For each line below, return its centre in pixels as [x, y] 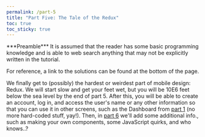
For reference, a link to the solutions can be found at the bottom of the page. [103, 72]
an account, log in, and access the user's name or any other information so [101, 103]
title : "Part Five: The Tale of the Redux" [63, 18]
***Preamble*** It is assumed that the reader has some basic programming [102, 46]
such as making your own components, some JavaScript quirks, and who [99, 122]
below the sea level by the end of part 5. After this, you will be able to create [102, 96]
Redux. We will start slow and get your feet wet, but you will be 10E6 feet [98, 90]
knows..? [17, 128]
